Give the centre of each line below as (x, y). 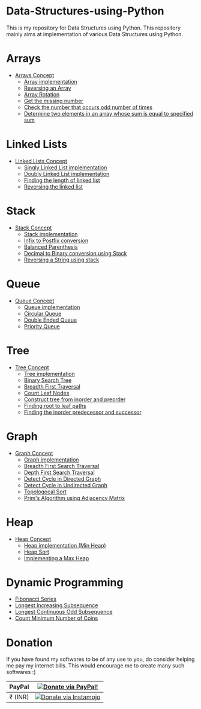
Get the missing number (54, 101)
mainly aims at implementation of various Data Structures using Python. (95, 34)
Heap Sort (37, 552)
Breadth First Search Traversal (61, 466)
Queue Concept (34, 301)
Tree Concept (32, 367)
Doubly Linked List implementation (67, 173)
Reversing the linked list (53, 186)
